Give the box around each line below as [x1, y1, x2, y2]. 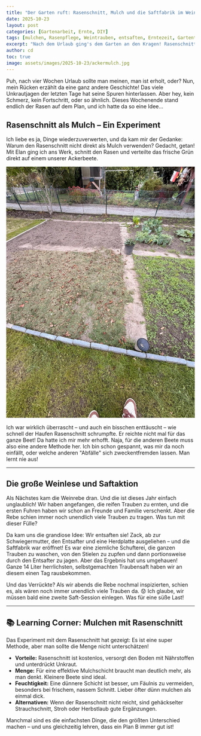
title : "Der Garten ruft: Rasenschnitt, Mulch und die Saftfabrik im [6, 10, 184, 16]
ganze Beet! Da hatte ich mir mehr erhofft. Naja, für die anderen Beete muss [6, 436, 194, 444]
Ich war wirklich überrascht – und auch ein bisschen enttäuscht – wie [6, 424, 176, 431]
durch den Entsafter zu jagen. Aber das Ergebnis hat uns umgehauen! [6, 557, 178, 564]
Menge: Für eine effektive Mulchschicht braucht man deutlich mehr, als [14, 667, 191, 674]
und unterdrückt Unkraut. [14, 661, 78, 668]
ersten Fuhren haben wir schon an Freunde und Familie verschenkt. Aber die [6, 507, 195, 514]
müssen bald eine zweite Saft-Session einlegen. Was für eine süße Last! [6, 594, 184, 601]
